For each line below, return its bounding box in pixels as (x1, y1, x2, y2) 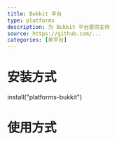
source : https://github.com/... (7, 30, 102, 37)
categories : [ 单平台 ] (7, 37, 67, 44)
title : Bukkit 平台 (7, 10, 62, 18)
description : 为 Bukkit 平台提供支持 (7, 23, 110, 30)
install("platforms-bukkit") (7, 93, 83, 102)
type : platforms (7, 17, 55, 24)
